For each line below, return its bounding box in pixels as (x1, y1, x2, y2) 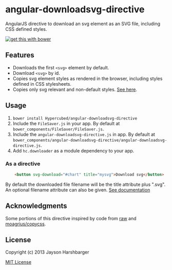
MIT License (5, 259, 32, 265)
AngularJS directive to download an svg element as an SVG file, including (5, 21, 161, 27)
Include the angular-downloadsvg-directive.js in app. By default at (12, 131, 156, 137)
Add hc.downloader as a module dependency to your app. (12, 147, 135, 153)
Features (5, 51, 34, 60)
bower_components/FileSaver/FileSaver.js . (12, 126, 104, 132)
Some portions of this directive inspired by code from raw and (5, 215, 137, 221)
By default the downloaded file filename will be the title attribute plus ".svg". (5, 181, 166, 187)
